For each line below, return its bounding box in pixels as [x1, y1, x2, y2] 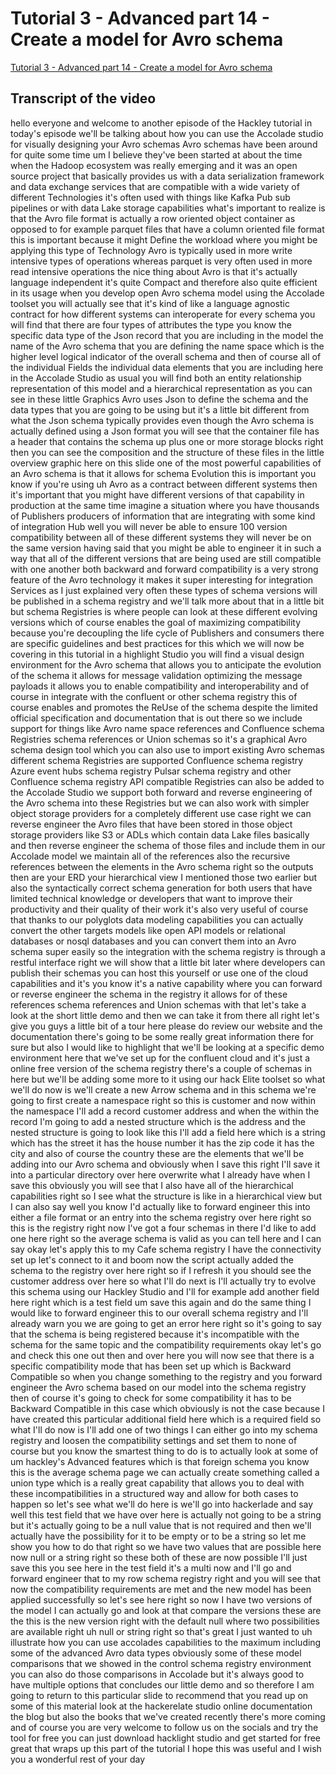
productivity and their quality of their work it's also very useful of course [10, 903, 309, 915]
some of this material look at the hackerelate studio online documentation [10, 1700, 313, 1712]
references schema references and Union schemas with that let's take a [10, 998, 307, 1011]
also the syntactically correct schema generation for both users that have [10, 882, 313, 894]
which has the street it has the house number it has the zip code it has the [10, 1137, 315, 1149]
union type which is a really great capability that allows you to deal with [10, 1477, 305, 1489]
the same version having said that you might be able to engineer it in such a [10, 542, 322, 554]
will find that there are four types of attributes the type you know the [10, 318, 292, 331]
